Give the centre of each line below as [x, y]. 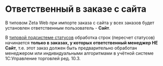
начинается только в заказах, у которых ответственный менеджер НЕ [81, 42]
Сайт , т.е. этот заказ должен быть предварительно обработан [71, 48]
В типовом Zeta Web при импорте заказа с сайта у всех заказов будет [80, 23]
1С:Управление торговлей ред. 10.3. [43, 58]
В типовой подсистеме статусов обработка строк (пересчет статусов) [80, 37]
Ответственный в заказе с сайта [76, 9]
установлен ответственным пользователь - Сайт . [58, 28]
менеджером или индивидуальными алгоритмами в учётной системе [79, 53]
